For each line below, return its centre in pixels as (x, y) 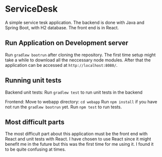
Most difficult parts (35, 122)
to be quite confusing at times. (36, 149)
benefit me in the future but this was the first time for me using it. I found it (79, 144)
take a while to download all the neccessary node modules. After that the (78, 60)
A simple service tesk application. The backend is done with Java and (75, 22)
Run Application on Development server (67, 43)
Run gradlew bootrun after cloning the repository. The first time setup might (81, 55)
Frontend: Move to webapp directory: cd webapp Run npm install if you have (81, 101)
